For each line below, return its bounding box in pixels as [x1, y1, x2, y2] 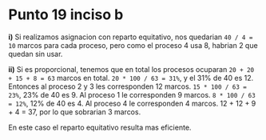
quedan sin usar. [8, 49, 63, 58]
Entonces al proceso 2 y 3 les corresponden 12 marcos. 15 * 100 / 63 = [8, 82, 248, 91]
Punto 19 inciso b [8, 6, 124, 24]
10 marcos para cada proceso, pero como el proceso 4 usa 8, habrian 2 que [8, 40, 258, 50]
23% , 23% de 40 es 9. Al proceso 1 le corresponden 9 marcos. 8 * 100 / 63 [8, 90, 256, 99]
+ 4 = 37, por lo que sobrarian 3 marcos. [8, 106, 141, 117]
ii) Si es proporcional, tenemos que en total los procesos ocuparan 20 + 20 [8, 64, 255, 74]
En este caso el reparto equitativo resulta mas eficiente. [8, 122, 192, 132]
